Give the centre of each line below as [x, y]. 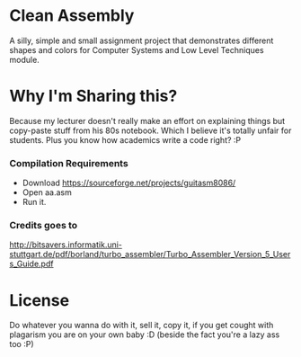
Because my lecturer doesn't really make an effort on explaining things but [147, 120]
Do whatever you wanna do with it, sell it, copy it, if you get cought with [142, 326]
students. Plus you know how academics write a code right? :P [125, 139]
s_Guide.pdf [31, 264]
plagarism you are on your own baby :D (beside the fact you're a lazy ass [145, 335]
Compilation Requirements [69, 163]
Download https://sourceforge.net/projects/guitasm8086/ [129, 183]
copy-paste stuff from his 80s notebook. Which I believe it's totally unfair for [150, 130]
